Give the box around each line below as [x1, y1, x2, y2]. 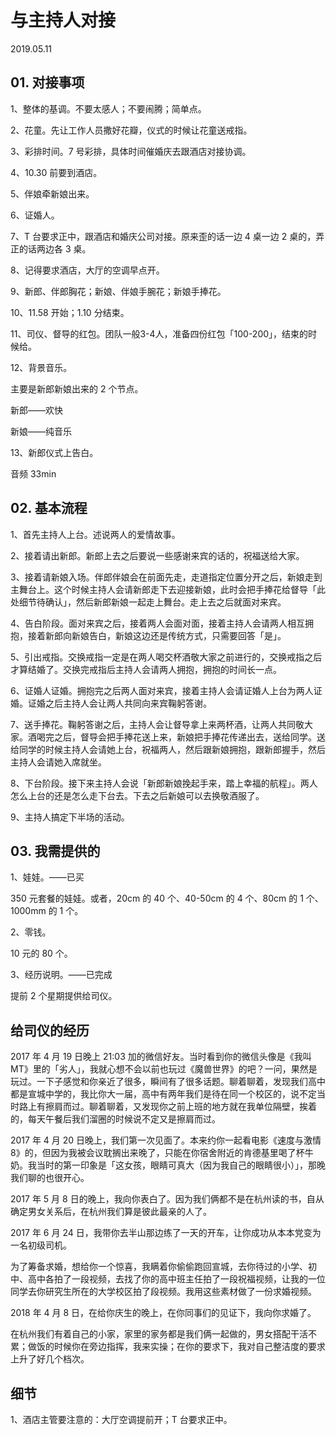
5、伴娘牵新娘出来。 [10, 187, 95, 200]
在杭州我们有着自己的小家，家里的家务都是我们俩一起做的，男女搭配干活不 [10, 1328, 317, 1340]
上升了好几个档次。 [10, 1353, 90, 1365]
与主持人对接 [10, 9, 117, 32]
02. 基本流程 [10, 500, 88, 517]
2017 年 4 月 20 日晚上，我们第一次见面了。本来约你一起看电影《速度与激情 [10, 1134, 322, 1146]
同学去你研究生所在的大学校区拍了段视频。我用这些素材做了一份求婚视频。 [10, 1286, 317, 1298]
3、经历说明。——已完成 [10, 969, 113, 981]
